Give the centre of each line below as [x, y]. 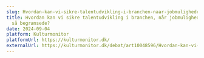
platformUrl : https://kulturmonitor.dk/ [58, 40]
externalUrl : [23, 46]
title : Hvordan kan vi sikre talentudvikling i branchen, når [87, 18]
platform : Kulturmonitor [38, 34]
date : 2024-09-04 [28, 29]
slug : [13, 12]
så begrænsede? [31, 23]
